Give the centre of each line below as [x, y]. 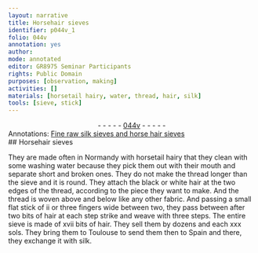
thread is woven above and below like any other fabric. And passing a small [130, 199]
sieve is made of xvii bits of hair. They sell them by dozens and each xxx [125, 224]
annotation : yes [35, 45]
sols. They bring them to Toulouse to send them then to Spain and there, [125, 233]
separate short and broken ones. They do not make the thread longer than [128, 174]
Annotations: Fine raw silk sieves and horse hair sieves [96, 134]
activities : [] [33, 88]
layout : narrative [38, 15]
